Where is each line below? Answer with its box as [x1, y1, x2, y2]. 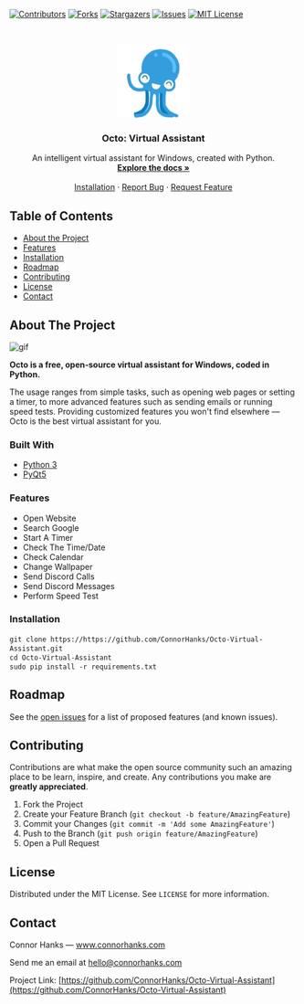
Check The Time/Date [22, 542, 106, 553]
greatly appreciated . [9, 781, 89, 792]
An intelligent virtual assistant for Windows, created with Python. [31, 153, 276, 164]
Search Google [22, 522, 79, 534]
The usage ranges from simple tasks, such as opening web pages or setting [9, 386, 295, 397]
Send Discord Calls [22, 571, 95, 582]
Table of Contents [9, 208, 114, 224]
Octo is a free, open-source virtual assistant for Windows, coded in [9, 359, 270, 370]
